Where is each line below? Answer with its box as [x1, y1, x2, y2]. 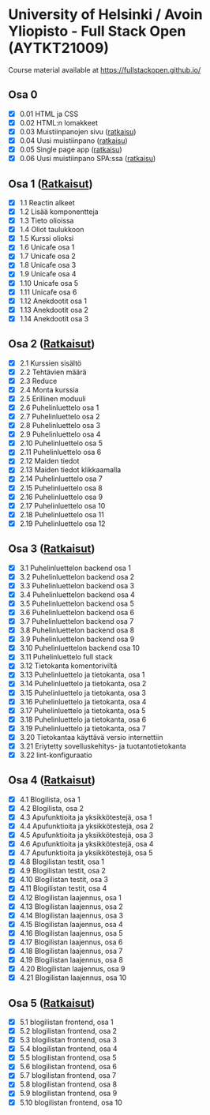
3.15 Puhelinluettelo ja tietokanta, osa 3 [19, 688, 147, 697]
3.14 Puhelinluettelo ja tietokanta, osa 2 [19, 679, 147, 689]
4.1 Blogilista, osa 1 [19, 794, 81, 804]
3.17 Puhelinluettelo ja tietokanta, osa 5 [19, 705, 146, 715]
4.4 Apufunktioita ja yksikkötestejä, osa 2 [19, 821, 154, 831]
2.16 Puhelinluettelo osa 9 [19, 492, 103, 501]
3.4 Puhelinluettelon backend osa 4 [19, 590, 136, 599]
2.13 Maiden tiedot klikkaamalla [19, 465, 122, 475]
